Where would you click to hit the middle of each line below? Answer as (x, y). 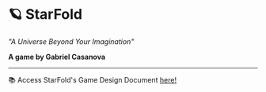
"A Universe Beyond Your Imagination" (71, 41)
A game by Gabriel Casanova (57, 57)
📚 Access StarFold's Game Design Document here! (92, 79)
